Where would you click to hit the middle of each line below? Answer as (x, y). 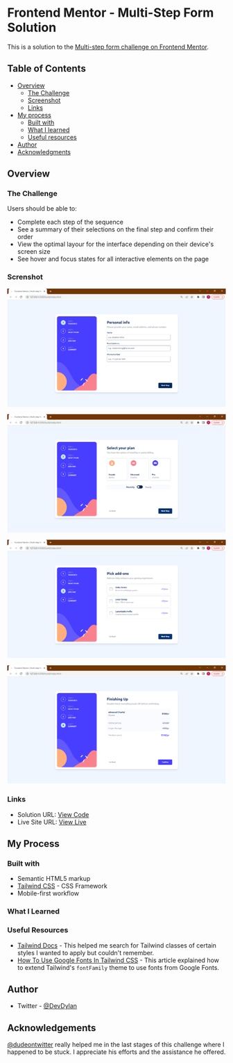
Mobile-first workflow (48, 893)
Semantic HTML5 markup (54, 879)
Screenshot (44, 100)
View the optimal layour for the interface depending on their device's (115, 244)
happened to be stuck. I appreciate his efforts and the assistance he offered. (116, 1052)
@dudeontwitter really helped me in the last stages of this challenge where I (116, 1045)
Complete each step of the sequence (70, 222)
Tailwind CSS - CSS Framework (62, 886)
